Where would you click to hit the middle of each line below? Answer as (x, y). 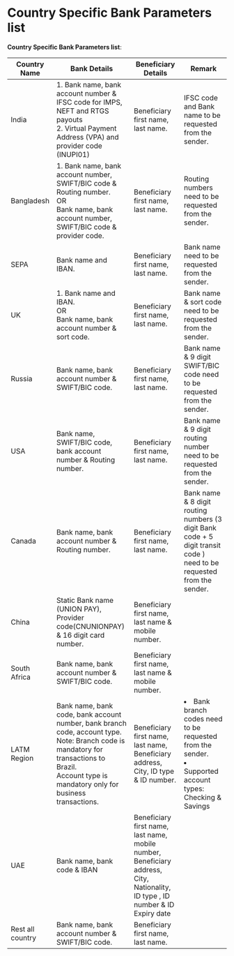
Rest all (23, 929)
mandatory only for (87, 784)
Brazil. (67, 767)
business (71, 793)
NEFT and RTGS (83, 111)
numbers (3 (203, 519)
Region (22, 758)
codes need (203, 719)
